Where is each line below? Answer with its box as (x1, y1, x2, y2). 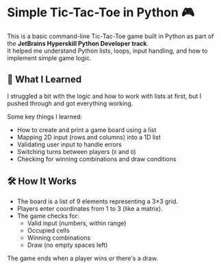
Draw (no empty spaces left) (27, 240, 108, 249)
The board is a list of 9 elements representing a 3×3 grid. (16, 197, 179, 205)
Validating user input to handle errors (16, 140, 122, 149)
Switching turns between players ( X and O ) (16, 147, 136, 155)
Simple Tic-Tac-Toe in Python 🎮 (7, 5, 195, 21)
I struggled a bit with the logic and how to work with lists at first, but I (7, 92, 202, 100)
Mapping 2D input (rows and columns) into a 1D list (16, 133, 161, 141)
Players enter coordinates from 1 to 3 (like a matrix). (16, 204, 163, 212)
